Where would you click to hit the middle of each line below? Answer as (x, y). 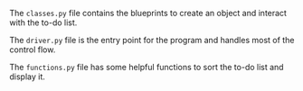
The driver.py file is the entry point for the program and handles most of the (152, 40)
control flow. (33, 50)
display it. (27, 77)
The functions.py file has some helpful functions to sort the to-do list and (147, 67)
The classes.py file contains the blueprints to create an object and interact (148, 13)
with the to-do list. (43, 23)
